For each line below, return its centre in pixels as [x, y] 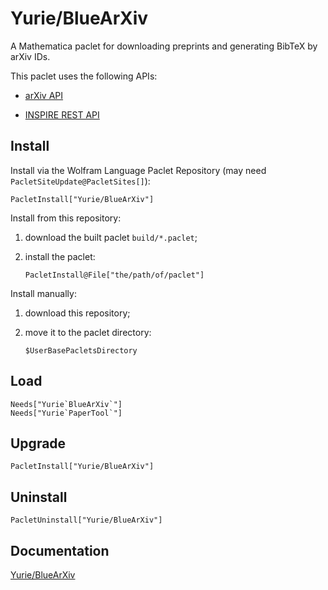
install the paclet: [60, 256]
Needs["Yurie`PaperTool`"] [66, 413]
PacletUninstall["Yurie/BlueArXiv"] [86, 520]
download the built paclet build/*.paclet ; [111, 237]
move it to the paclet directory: [88, 332]
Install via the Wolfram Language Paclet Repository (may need [138, 170]
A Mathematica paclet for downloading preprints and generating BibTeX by [164, 46]
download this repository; [77, 313]
